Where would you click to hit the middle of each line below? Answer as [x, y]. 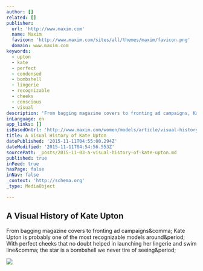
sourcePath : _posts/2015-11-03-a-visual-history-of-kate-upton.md [92, 152]
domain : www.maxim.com [40, 46]
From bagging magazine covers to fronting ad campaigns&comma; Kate [96, 230]
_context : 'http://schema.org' [46, 181]
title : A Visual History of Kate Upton [56, 136]
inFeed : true [23, 164]
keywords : [19, 51]
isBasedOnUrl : [24, 130]
